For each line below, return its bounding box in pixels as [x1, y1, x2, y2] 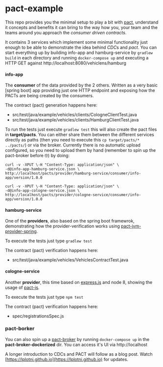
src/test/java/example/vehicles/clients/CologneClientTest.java [12, 112, 137, 118]
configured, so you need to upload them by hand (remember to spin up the [5, 147, 156, 153]
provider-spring [5, 228, 37, 234]
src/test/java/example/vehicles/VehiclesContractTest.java [12, 257, 129, 263]
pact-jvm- [120, 223, 141, 229]
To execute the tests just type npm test [5, 294, 84, 300]
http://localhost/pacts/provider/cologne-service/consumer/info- [5, 193, 141, 198]
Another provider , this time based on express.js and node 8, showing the [5, 279, 153, 285]
